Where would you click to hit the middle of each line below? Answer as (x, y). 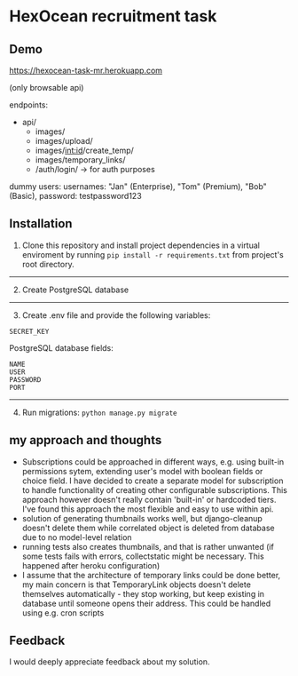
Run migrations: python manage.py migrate (99, 412)
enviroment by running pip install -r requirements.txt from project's (153, 254)
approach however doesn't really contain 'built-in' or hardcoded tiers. (149, 499)
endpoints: (29, 105)
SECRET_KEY (29, 331)
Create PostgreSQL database (75, 290)
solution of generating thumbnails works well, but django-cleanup (142, 518)
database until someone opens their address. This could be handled (146, 603)
